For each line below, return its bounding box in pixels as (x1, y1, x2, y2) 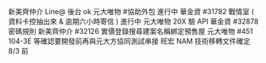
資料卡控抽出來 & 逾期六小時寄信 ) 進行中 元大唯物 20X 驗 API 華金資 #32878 (8, 17, 259, 26)
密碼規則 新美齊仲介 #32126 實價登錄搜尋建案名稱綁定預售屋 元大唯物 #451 (8, 27, 253, 35)
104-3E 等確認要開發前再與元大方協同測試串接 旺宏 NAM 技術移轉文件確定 (8, 36, 251, 46)
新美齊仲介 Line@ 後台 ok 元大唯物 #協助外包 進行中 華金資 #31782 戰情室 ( (8, 7, 254, 16)
